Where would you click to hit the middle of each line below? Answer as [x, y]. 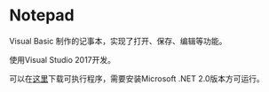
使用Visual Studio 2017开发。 [63, 59]
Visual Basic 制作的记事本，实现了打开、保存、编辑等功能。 [118, 41]
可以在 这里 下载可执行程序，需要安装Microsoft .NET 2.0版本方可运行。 [137, 78]
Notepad [42, 15]
